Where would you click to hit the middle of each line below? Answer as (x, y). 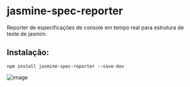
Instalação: (28, 53)
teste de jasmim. (27, 33)
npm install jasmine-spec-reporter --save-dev (66, 66)
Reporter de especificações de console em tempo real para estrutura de (95, 27)
